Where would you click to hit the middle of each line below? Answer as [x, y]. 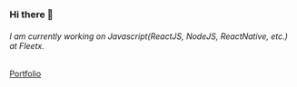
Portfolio [25, 74]
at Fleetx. [27, 45]
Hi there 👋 [32, 14]
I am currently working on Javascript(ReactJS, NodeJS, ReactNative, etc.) [149, 36]
